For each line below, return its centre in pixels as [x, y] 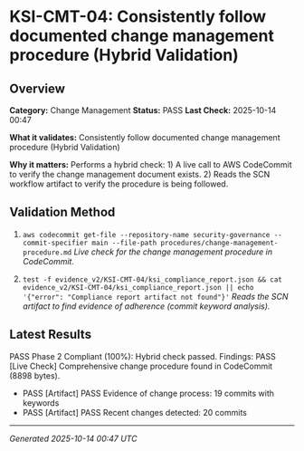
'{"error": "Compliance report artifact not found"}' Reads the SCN [155, 296]
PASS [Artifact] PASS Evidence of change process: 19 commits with [148, 393]
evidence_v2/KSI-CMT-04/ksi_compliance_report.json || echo [138, 287]
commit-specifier [55, 243]
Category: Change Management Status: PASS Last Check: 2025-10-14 [143, 110]
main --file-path [124, 243]
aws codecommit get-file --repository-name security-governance [146, 235]
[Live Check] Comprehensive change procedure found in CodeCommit [141, 366]
